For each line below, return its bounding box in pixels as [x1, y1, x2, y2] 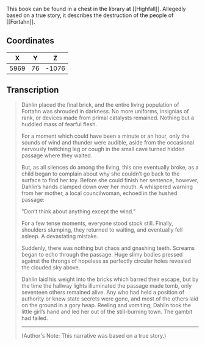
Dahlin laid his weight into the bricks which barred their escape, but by [21, 276, 199, 283]
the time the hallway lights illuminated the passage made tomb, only [21, 282, 192, 289]
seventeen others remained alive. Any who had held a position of [21, 288, 185, 296]
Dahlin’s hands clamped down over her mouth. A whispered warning [21, 183, 193, 190]
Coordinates [6, 36, 55, 46]
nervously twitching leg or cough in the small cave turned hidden [21, 145, 185, 152]
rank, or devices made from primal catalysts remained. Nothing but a [21, 114, 195, 121]
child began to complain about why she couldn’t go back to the [21, 170, 180, 177]
